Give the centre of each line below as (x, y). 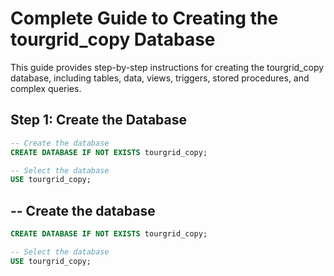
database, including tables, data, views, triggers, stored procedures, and (160, 78)
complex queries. (46, 88)
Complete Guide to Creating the (144, 18)
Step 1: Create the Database (98, 120)
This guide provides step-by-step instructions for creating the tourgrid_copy (167, 67)
